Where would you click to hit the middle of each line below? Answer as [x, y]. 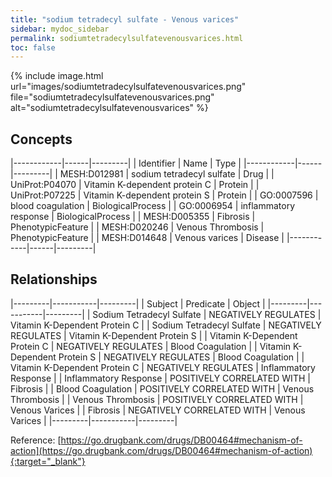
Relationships [54, 279]
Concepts [41, 139]
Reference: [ [36, 440]
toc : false [33, 47]
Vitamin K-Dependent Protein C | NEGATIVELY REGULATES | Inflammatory [163, 367]
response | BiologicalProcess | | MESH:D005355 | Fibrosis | [133, 217]
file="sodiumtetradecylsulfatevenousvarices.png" [112, 97]
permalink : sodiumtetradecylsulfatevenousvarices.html [127, 38]
